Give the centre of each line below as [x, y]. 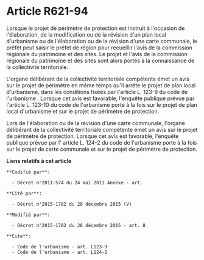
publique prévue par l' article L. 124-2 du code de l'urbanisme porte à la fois [102, 142]
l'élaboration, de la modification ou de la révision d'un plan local [86, 34]
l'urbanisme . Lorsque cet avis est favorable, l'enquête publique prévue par [100, 98]
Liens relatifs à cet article [39, 161]
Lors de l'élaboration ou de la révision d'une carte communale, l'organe [96, 123]
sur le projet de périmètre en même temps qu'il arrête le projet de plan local [101, 85]
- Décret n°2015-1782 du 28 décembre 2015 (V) [72, 204]
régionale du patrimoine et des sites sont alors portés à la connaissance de [100, 60]
